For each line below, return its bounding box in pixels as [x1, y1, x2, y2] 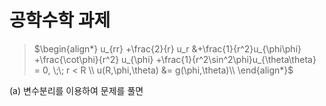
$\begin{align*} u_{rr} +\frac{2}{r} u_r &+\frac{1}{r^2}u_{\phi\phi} [33, 42, 302, 55]
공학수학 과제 [9, 9, 111, 32]
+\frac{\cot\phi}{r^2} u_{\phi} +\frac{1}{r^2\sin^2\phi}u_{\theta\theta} [33, 53, 317, 65]
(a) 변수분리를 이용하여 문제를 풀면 [9, 84, 144, 96]
